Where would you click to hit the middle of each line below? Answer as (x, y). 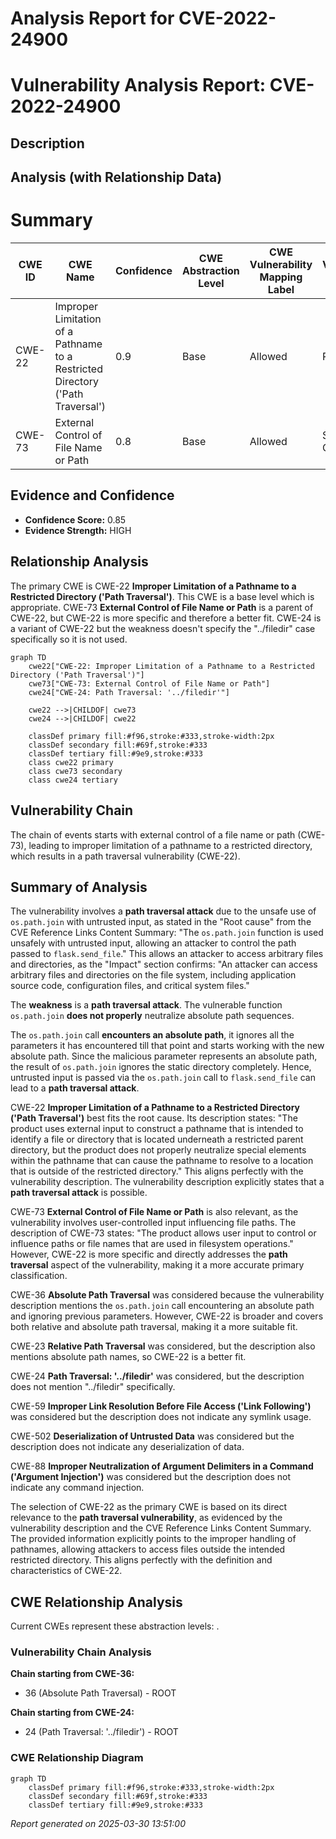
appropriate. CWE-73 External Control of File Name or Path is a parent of (162, 607)
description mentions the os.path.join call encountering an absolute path (162, 1306)
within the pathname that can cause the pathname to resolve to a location (162, 1161)
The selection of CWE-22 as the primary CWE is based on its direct (149, 1507)
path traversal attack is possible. (79, 1193)
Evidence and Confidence (92, 495)
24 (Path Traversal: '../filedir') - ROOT (101, 1732)
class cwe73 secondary (75, 771)
